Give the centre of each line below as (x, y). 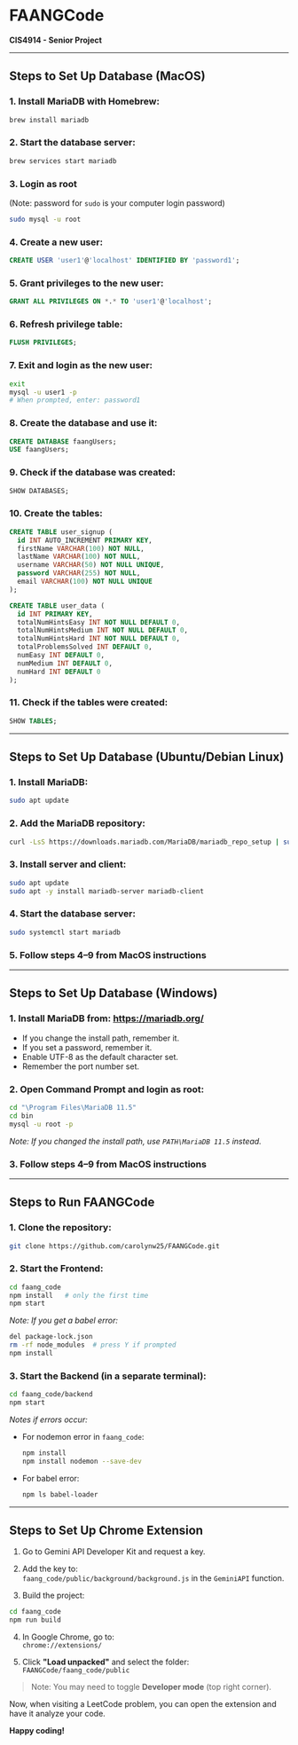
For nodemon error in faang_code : (83, 1437)
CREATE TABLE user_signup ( (61, 532)
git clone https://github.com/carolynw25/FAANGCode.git (114, 1246)
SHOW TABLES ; (33, 721)
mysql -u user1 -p (43, 392)
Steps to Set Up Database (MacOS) (107, 76)
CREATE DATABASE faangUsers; (63, 441)
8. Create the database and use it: (83, 423)
